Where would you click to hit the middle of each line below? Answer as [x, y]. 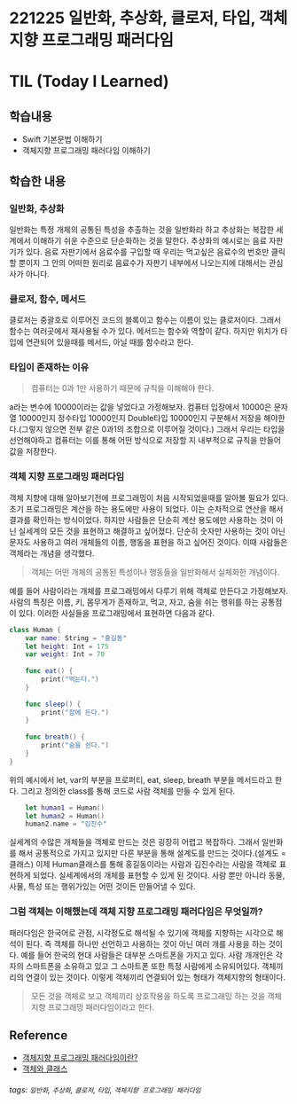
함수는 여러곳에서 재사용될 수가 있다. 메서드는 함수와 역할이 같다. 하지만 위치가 [144, 331]
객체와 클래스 [45, 1069]
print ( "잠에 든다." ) [75, 712]
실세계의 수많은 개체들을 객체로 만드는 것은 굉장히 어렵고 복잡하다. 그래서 [134, 842]
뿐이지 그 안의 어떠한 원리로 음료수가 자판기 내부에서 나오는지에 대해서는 [143, 262]
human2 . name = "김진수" [66, 824]
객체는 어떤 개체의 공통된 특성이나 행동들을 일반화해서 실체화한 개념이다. [155, 572]
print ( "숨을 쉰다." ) [75, 746]
